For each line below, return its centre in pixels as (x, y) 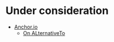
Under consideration (57, 11)
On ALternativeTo (44, 33)
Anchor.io (26, 27)
